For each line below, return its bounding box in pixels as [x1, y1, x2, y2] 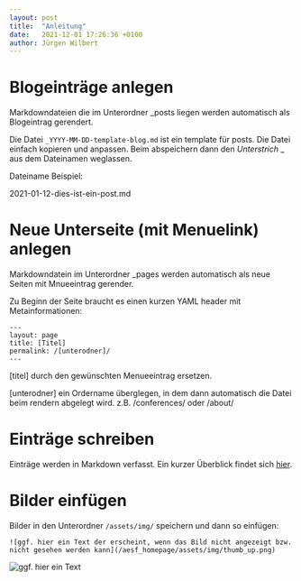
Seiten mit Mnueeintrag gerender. [9, 279, 134, 290]
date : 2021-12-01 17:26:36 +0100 [9, 30, 143, 39]
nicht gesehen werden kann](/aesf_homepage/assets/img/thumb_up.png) [9, 546, 277, 555]
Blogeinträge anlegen [9, 78, 174, 97]
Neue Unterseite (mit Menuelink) [9, 220, 260, 240]
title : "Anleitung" [9, 22, 87, 31]
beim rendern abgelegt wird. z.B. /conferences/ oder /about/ [9, 398, 234, 409]
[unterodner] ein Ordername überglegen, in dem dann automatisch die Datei [9, 388, 292, 399]
